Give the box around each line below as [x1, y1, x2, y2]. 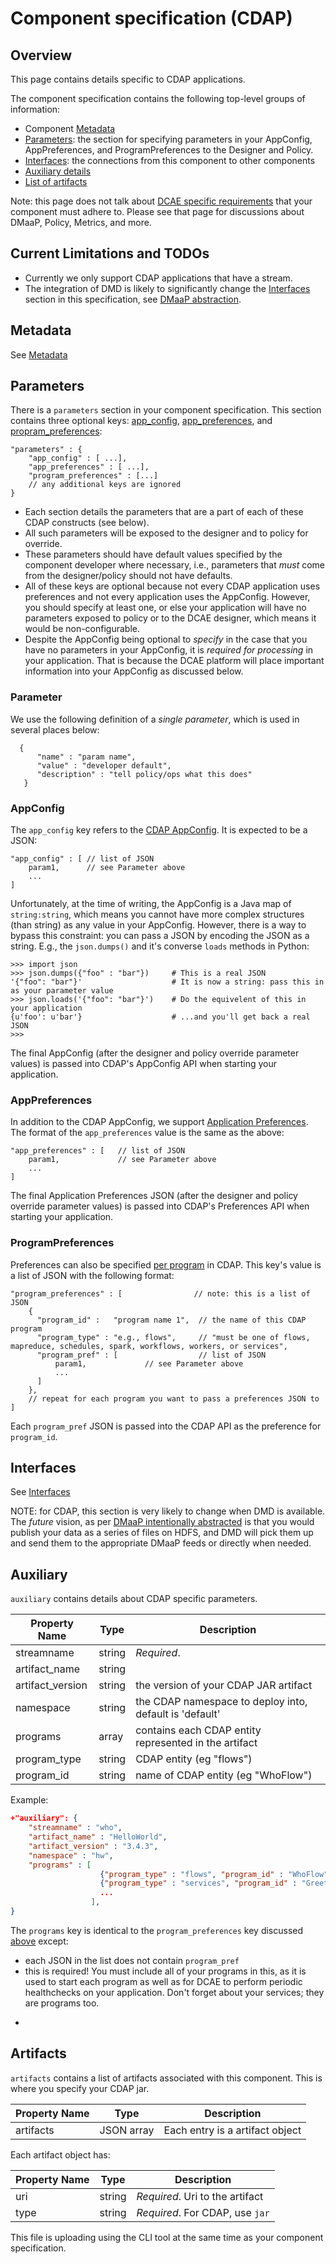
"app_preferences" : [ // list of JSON [10, 1146, 186, 1156]
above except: [10, 1935, 69, 1947]
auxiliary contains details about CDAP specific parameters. [10, 1593, 258, 1605]
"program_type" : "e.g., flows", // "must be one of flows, [36, 1332, 311, 1342]
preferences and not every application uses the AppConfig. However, [24, 591, 311, 603]
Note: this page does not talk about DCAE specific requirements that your [10, 195, 313, 207]
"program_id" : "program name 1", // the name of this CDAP [36, 1315, 307, 1325]
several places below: [10, 723, 100, 736]
